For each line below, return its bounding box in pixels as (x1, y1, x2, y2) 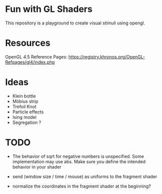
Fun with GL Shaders (5, 3, 93, 15)
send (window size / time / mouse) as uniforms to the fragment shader (12, 173, 158, 180)
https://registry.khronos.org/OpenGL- (68, 54, 146, 60)
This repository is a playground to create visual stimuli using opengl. (5, 20, 146, 26)
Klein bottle (12, 93, 36, 99)
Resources (5, 37, 51, 49)
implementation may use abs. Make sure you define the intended (12, 158, 146, 165)
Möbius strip (12, 98, 38, 104)
